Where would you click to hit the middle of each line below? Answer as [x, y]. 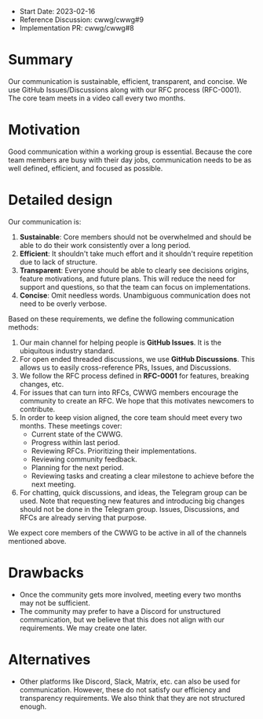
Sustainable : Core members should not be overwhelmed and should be [135, 237]
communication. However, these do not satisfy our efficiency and [125, 689]
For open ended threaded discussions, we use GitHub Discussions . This [137, 359]
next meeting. [53, 484]
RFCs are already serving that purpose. [83, 517]
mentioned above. [37, 541]
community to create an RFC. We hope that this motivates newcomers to [137, 400]
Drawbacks [46, 573]
